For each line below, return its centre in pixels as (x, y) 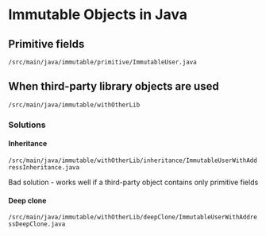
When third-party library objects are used (114, 86)
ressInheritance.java (44, 167)
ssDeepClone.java (37, 224)
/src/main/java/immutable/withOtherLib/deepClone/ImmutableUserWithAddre (133, 217)
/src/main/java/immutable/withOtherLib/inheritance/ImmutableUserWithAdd (133, 161)
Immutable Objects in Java (98, 15)
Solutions (27, 125)
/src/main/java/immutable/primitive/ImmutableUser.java (102, 62)
